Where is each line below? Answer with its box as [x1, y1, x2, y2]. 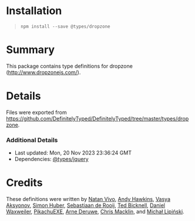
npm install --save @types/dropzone [20, 24, 110, 29]
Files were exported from [6, 109, 67, 116]
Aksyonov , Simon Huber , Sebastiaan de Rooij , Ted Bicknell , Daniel [6, 202, 166, 209]
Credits [6, 176, 43, 189]
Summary [6, 43, 55, 56]
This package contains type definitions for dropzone [6, 62, 133, 69]
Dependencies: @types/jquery [14, 156, 89, 163]
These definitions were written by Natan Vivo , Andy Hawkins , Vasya [6, 196, 171, 203]
